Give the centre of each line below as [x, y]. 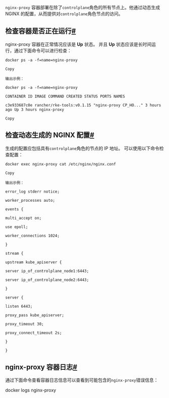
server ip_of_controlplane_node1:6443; [47, 271]
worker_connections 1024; [32, 236]
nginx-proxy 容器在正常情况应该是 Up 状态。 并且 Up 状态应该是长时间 [78, 44]
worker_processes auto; [30, 200]
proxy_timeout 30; [24, 324]
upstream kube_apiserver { [34, 262]
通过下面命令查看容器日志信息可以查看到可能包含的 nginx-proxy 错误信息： [82, 380]
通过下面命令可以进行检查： [43, 50]
